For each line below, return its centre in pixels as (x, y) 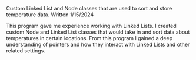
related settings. (26, 51)
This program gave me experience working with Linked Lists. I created (91, 26)
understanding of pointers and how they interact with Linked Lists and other (98, 44)
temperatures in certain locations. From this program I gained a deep (89, 38)
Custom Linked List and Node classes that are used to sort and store (89, 8)
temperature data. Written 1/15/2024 (50, 15)
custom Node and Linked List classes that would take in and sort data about (98, 32)
